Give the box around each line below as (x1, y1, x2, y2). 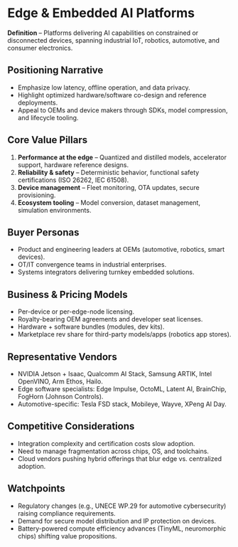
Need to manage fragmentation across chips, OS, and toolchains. (17, 447, 210, 455)
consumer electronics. (7, 43, 73, 52)
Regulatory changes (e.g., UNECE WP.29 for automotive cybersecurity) (17, 501, 227, 510)
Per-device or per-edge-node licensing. (17, 307, 135, 316)
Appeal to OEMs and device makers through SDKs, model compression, (17, 105, 228, 115)
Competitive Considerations (7, 420, 135, 432)
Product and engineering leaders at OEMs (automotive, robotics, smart (17, 245, 225, 254)
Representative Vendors (7, 351, 117, 363)
